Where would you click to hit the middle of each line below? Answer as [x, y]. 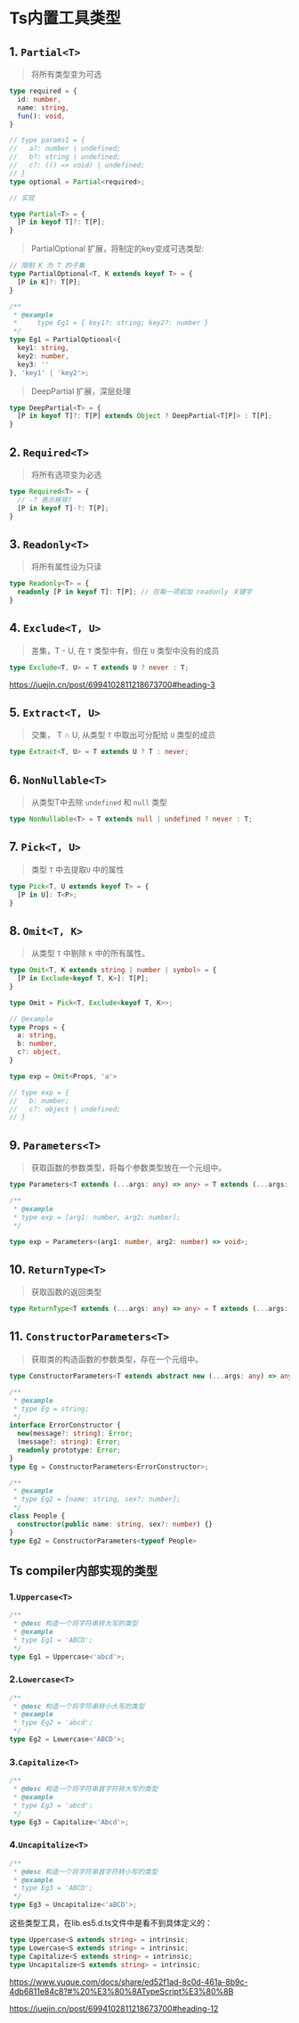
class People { [37, 1516]
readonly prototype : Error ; [69, 1450]
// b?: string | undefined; [65, 157]
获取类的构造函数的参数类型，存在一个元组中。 [117, 1359]
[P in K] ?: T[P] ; [49, 282]
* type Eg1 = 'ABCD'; [53, 1640]
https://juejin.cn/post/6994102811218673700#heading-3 [113, 684]
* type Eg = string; [51, 1409]
